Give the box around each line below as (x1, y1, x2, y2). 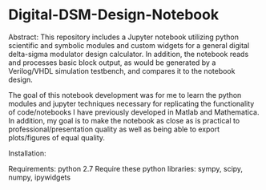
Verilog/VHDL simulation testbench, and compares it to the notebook (8, 66, 236, 75)
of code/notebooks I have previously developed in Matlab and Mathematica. (8, 107, 260, 117)
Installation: (8, 148, 46, 158)
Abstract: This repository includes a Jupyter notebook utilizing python (8, 32, 239, 42)
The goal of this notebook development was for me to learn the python (8, 90, 242, 99)
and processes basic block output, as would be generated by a (8, 58, 216, 67)
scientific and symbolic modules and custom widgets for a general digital (8, 40, 250, 50)
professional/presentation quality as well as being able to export (8, 124, 220, 134)
